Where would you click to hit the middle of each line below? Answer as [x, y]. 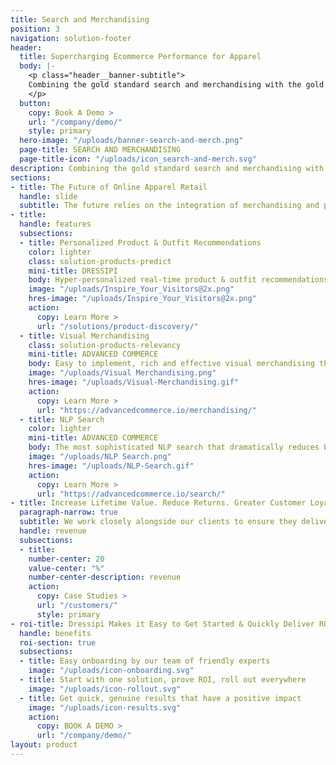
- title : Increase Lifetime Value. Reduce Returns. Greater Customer [158, 503]
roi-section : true [58, 642]
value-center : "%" [66, 568]
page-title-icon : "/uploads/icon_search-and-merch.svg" [138, 159]
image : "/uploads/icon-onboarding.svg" [111, 671]
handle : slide [48, 196]
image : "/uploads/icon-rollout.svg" [105, 689]
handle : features [55, 224]
